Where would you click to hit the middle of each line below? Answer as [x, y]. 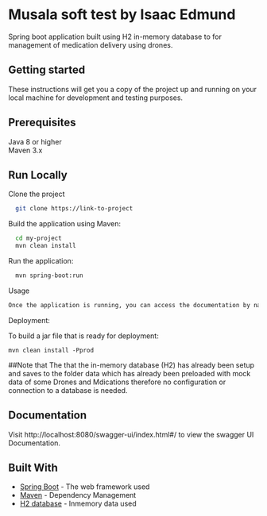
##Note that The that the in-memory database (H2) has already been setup [132, 365]
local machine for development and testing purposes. [96, 98]
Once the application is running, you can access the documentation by [129, 305]
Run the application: [41, 261]
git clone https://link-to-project [74, 209]
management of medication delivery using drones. [91, 44]
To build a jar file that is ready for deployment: [83, 336]
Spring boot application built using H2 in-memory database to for [115, 37]
